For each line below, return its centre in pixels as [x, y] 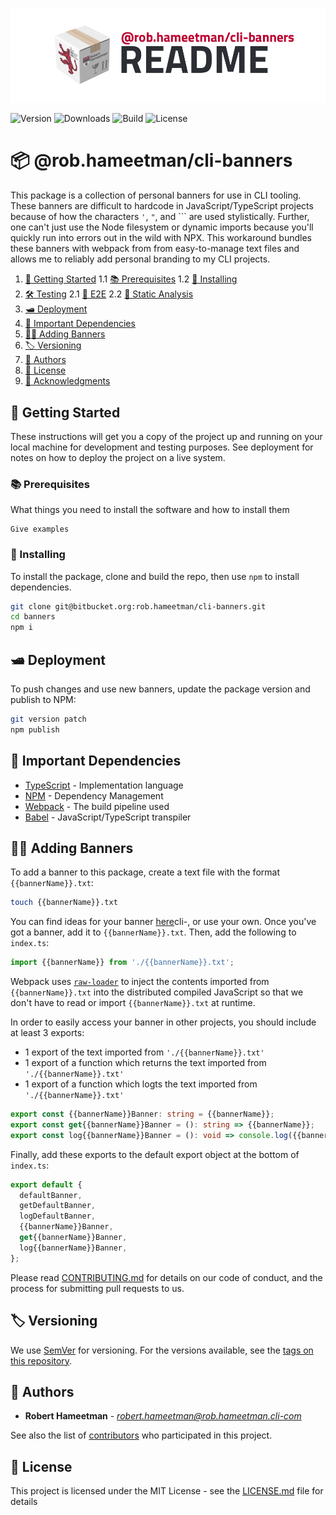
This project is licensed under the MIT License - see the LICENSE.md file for [167, 1491]
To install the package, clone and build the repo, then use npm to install [155, 576]
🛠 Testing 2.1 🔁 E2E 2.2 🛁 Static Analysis [109, 294]
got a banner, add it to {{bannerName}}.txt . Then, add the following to [153, 932]
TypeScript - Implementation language [104, 785]
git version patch [48, 719]
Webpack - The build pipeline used [97, 806]
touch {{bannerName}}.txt [64, 903]
